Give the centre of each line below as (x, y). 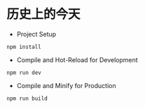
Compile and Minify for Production (66, 85)
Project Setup (36, 34)
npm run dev (24, 73)
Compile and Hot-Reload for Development (77, 59)
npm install (24, 47)
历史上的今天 (44, 14)
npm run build (27, 99)
